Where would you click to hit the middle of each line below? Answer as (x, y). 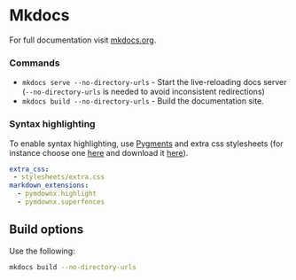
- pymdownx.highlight (57, 194)
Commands (35, 63)
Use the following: (42, 251)
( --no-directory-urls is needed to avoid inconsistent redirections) (144, 92)
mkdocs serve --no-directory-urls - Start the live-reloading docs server (154, 82)
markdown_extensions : (49, 186)
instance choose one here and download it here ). (99, 152)
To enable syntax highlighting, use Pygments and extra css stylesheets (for (146, 144)
